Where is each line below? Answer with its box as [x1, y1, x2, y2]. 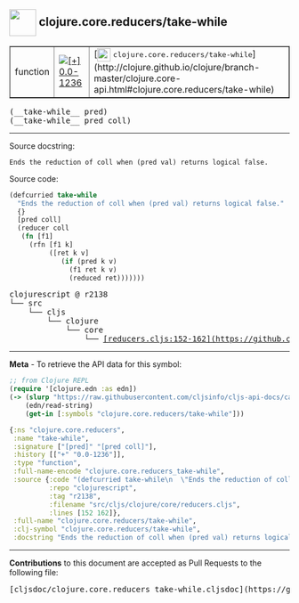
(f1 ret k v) [69, 265, 117, 274]
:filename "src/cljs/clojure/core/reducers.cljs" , [48, 500, 241, 509]
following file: [9, 567, 59, 578]
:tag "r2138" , [48, 492, 101, 501]
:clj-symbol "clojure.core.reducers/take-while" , [12, 525, 201, 534]
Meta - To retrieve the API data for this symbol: [9, 359, 182, 370]
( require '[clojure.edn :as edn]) [9, 385, 138, 394]
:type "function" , [12, 459, 82, 468]
